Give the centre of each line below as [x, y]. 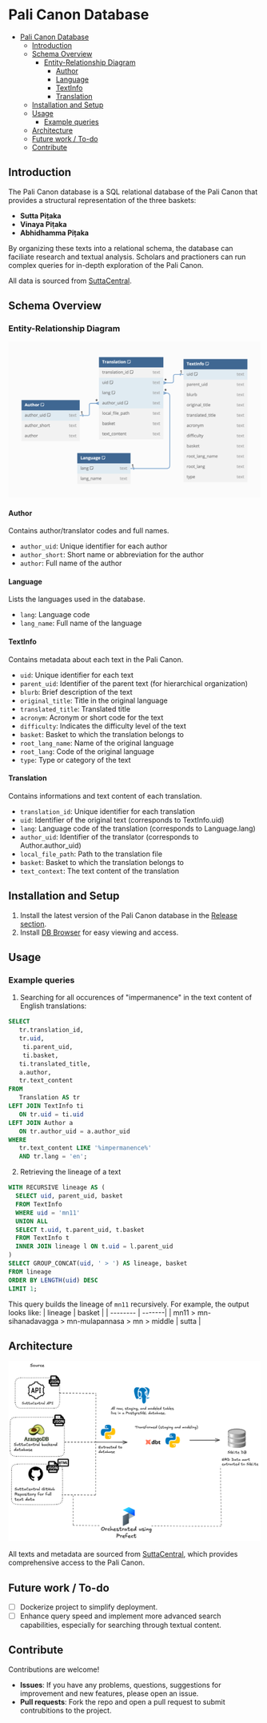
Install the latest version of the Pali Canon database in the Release [129, 915]
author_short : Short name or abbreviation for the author [112, 555]
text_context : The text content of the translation [100, 871]
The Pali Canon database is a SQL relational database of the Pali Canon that [133, 191]
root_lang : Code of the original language [87, 751]
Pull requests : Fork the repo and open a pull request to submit [122, 1701]
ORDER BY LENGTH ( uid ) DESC [53, 1280]
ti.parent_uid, [48, 1047]
